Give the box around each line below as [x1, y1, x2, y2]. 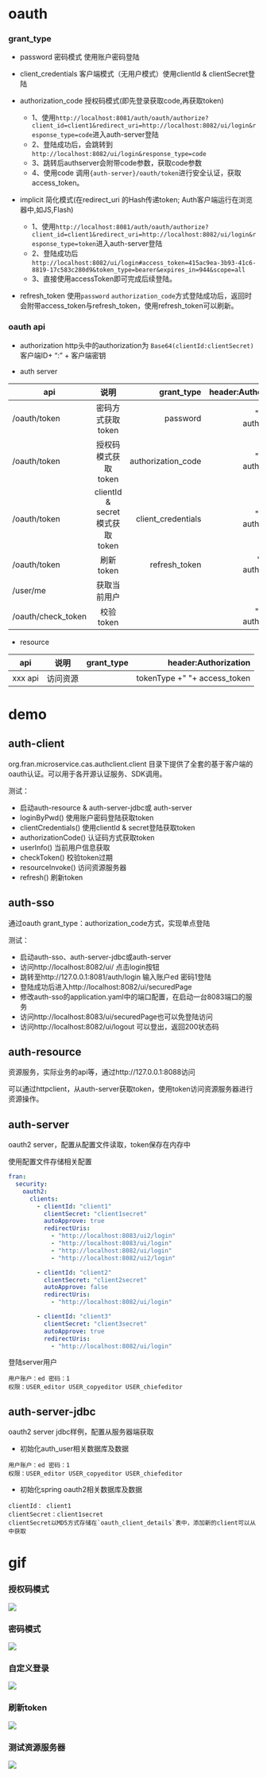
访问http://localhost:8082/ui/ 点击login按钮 [19, 962, 161, 971]
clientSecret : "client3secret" [43, 1319, 148, 1328]
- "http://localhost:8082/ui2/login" [50, 1254, 176, 1262]
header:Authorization [167, 657, 251, 668]
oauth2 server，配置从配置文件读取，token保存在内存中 [8, 1140, 191, 1150]
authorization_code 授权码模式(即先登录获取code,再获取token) [19, 96, 224, 106]
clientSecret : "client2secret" [43, 1275, 148, 1284]
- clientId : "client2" [37, 1268, 112, 1276]
